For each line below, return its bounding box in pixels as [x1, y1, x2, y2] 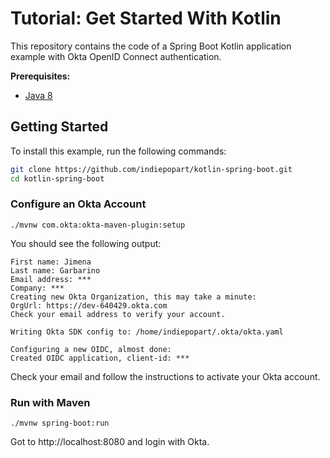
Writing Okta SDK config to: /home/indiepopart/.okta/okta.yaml [10, 327, 284, 337]
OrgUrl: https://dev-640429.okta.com [10, 300, 168, 311]
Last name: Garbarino [10, 265, 101, 276]
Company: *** [10, 283, 65, 293]
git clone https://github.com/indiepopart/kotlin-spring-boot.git [10, 164, 293, 174]
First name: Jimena [10, 257, 92, 267]
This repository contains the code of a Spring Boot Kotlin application [10, 40, 292, 52]
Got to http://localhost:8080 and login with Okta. [10, 436, 210, 448]
